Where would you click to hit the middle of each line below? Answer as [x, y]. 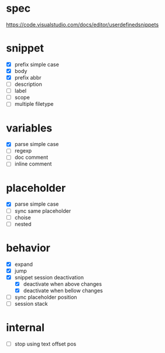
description [28, 84]
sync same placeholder [43, 211]
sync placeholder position [46, 297]
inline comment [33, 164]
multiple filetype [34, 104]
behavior [28, 248]
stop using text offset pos [45, 344]
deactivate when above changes [63, 284]
